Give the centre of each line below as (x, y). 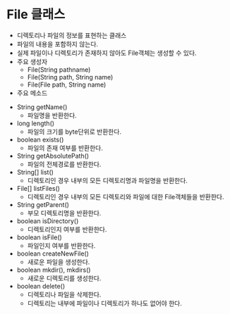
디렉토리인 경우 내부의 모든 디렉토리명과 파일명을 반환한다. (108, 180)
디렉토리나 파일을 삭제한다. (64, 294)
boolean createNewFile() (53, 253)
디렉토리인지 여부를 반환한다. (67, 229)
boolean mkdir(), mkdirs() (54, 270)
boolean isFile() (40, 237)
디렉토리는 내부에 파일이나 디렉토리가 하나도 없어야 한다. (105, 303)
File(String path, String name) (70, 77)
